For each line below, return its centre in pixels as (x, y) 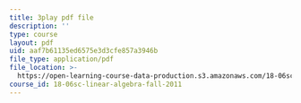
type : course (34, 34)
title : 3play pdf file (52, 17)
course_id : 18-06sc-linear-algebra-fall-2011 (95, 84)
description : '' (39, 26)
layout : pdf (31, 43)
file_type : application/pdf (62, 59)
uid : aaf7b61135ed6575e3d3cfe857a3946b (84, 51)
